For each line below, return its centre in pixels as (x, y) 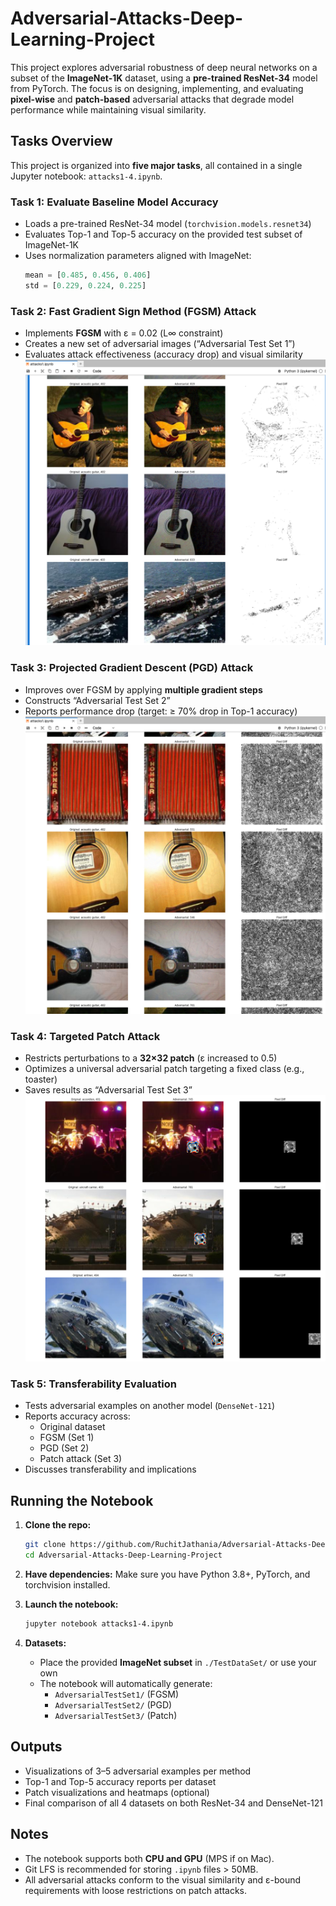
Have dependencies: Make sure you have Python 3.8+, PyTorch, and (167, 1574)
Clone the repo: (58, 1525)
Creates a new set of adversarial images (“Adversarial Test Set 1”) (160, 344)
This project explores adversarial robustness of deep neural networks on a (164, 67)
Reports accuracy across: (77, 1416)
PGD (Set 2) (64, 1448)
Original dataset (72, 1427)
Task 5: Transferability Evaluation (93, 1384)
